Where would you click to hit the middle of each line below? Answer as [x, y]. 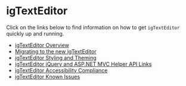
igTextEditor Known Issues [47, 77]
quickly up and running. [35, 33]
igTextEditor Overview [42, 45]
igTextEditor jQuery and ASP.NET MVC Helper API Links [83, 64]
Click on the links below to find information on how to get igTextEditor [93, 27]
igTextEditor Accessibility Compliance [61, 70]
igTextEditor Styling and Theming [55, 58]
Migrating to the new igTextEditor [55, 51]
